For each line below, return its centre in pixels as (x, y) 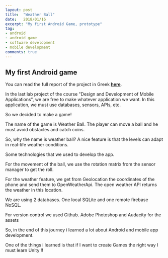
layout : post (19, 10)
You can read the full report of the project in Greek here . (64, 84)
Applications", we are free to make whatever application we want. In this (80, 100)
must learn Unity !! (24, 250)
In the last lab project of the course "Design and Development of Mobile (80, 94)
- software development (30, 43)
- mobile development (28, 47)
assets (12, 220)
